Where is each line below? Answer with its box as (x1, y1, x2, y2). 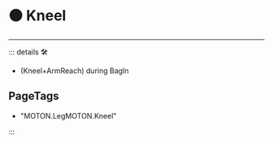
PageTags (8, 89, 59, 103)
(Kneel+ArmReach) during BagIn (19, 66, 129, 76)
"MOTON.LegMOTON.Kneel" (19, 110, 117, 120)
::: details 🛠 (8, 46, 49, 57)
